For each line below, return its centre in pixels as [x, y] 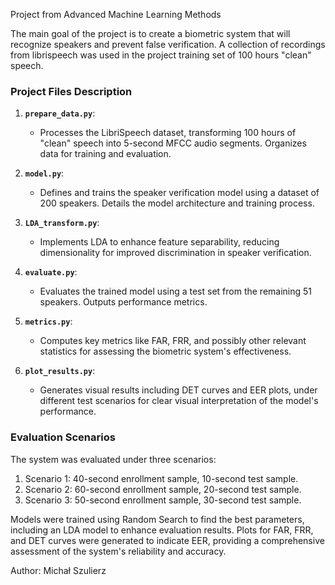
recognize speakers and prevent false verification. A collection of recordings [168, 44]
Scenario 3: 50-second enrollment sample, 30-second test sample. [163, 500]
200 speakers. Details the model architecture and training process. [177, 203]
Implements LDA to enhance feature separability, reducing [159, 242]
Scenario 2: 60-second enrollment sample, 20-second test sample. [163, 489]
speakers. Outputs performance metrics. [123, 302]
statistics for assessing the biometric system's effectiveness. [165, 351]
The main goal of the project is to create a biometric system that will [150, 33]
